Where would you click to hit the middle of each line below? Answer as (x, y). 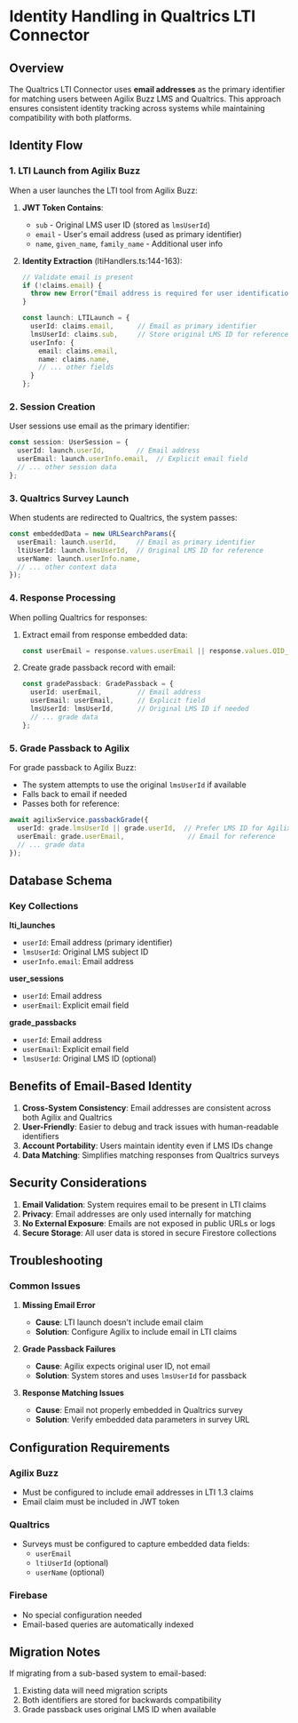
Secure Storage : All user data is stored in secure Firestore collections (149, 1232)
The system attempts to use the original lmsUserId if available (134, 785)
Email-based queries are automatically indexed (108, 1624)
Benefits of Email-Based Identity (101, 1086)
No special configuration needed (82, 1615)
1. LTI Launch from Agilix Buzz (75, 171)
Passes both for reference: (71, 803)
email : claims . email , (78, 351)
